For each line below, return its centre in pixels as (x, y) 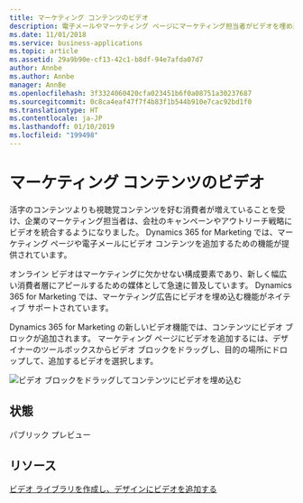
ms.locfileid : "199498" (54, 135)
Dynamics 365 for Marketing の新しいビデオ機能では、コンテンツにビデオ (147, 327)
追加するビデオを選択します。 (103, 360)
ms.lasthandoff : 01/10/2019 (62, 127)
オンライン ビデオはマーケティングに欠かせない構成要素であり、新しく (141, 274)
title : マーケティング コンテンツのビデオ (79, 18)
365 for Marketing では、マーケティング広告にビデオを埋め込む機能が (138, 296)
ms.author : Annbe (42, 77)
